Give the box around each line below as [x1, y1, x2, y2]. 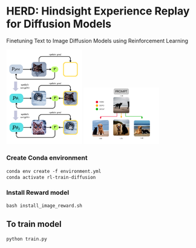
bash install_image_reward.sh [6, 203, 83, 209]
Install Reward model [6, 188, 70, 197]
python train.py [6, 236, 47, 242]
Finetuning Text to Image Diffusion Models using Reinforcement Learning [6, 37, 189, 44]
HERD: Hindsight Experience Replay [6, 4, 190, 18]
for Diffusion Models [6, 17, 112, 31]
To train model [6, 219, 62, 229]
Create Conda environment [6, 154, 88, 162]
